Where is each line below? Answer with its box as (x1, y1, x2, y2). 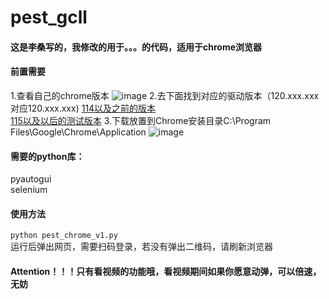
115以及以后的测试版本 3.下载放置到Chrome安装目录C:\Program (10, 114, 272, 126)
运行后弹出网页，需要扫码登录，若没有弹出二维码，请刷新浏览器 (10, 241, 273, 253)
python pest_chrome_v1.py (10, 231, 118, 241)
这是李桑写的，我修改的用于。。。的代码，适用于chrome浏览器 (10, 41, 263, 53)
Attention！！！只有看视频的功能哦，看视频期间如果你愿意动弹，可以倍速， (10, 265, 322, 277)
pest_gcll (10, 6, 88, 29)
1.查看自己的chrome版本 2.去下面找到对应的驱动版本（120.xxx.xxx (10, 89, 320, 101)
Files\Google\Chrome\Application (10, 126, 147, 138)
